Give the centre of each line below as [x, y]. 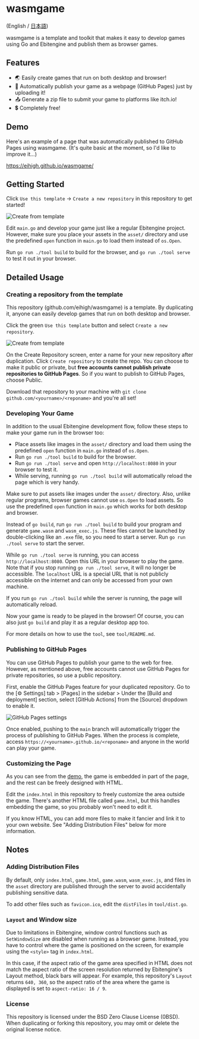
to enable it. [21, 706]
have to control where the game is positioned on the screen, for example [95, 945]
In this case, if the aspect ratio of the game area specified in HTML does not [99, 963]
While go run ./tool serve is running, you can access [73, 555]
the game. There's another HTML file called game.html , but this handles [93, 800]
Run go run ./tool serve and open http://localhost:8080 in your [96, 463]
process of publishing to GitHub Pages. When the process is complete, [93, 735]
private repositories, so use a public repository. [64, 675]
